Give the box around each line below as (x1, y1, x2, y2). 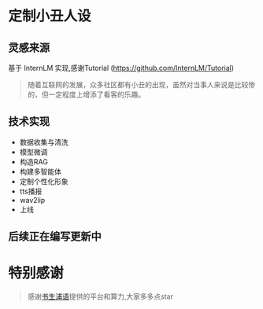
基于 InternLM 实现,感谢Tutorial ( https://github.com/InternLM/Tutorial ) (8, 64, 235, 72)
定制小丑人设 (8, 7, 92, 25)
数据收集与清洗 (19, 137, 69, 146)
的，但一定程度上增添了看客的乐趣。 (27, 90, 146, 99)
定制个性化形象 (19, 176, 69, 186)
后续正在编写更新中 (8, 230, 102, 244)
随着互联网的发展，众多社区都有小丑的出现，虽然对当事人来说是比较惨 (27, 80, 256, 89)
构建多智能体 (19, 167, 61, 176)
